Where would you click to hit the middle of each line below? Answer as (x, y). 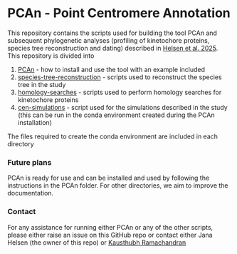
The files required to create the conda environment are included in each (113, 136)
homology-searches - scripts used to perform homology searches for (120, 92)
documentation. (31, 193)
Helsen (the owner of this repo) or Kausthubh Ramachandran (97, 242)
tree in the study (42, 84)
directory (21, 143)
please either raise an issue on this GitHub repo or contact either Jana (110, 235)
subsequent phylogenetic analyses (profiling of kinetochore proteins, (109, 40)
